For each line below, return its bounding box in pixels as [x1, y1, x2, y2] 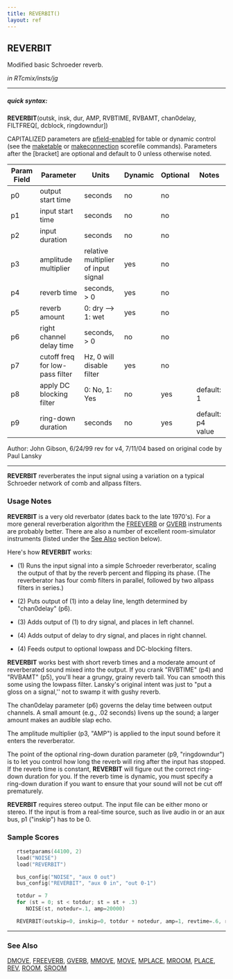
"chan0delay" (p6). [17, 604, 72, 613]
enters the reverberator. [7, 736, 75, 744]
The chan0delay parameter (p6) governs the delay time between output [7, 701, 212, 709]
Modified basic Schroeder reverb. [7, 60, 104, 69]
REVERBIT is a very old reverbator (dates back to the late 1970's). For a [7, 512, 211, 520]
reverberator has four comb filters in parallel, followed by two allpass [17, 576, 214, 584]
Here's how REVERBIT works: [7, 547, 92, 556]
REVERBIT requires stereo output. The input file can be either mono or [7, 800, 208, 808]
